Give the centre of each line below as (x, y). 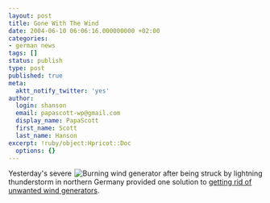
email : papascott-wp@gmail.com (68, 114)
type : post (27, 68)
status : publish (35, 61)
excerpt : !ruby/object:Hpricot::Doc (70, 143)
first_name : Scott (47, 128)
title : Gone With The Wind (54, 23)
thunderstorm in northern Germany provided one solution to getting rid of (130, 182)
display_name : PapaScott (57, 121)
